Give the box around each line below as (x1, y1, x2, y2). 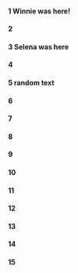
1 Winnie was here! (8, 6, 71, 16)
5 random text (8, 78, 55, 87)
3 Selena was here (8, 42, 69, 51)
